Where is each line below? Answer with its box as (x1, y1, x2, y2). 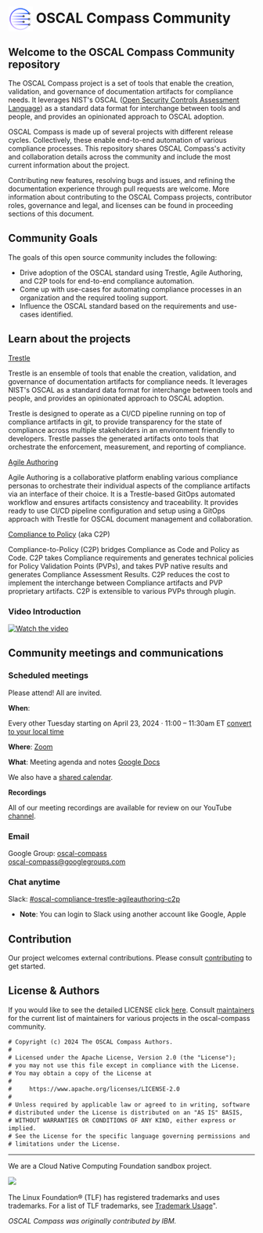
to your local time (8, 726, 64, 736)
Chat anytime (8, 876, 61, 887)
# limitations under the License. (8, 1140, 121, 1148)
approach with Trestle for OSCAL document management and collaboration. (8, 514, 253, 524)
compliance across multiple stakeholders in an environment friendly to (8, 425, 235, 434)
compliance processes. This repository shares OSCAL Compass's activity (8, 144, 246, 153)
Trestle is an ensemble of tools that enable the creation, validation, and (8, 368, 237, 378)
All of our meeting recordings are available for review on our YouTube (8, 803, 232, 812)
